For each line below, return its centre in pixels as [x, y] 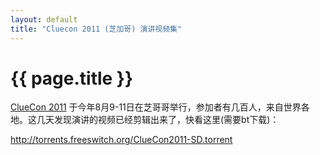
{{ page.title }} [72, 78]
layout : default [44, 19]
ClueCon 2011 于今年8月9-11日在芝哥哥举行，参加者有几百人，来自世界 [156, 107]
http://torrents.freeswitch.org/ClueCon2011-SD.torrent [121, 140]
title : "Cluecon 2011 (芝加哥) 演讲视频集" [96, 29]
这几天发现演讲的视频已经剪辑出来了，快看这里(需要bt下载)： [153, 120]
